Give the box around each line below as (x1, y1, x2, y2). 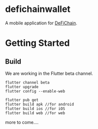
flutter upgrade (5, 84, 39, 89)
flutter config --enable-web (5, 89, 65, 94)
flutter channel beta (5, 80, 50, 85)
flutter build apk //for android (5, 102, 74, 107)
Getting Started (5, 37, 70, 49)
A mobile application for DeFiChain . (5, 20, 78, 26)
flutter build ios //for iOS (5, 106, 65, 111)
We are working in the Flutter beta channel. (5, 70, 93, 76)
